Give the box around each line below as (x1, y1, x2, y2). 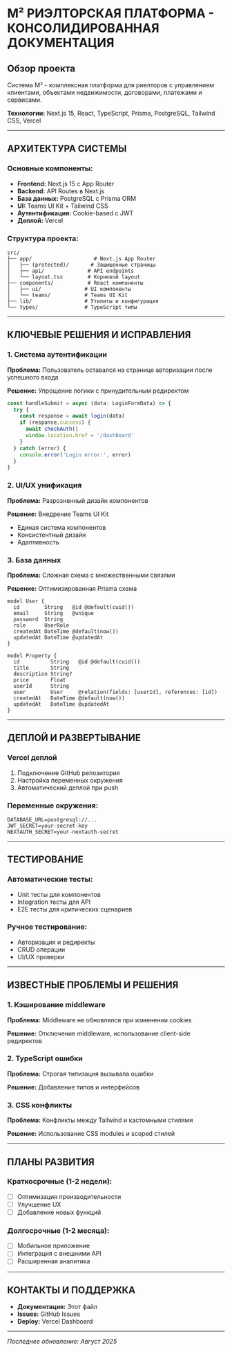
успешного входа (7, 373, 59, 381)
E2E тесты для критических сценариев (17, 905, 133, 913)
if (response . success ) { (19, 419, 91, 426)
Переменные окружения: (7, 801, 99, 810)
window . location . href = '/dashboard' (25, 432, 135, 439)
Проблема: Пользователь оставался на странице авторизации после (7, 366, 213, 374)
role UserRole (13, 622, 70, 629)
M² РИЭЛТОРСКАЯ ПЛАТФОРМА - (7, 6, 215, 21)
